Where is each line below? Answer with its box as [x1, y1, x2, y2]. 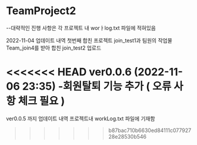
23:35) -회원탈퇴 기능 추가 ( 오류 [22, 80, 172, 93]
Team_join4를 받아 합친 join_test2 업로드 [6, 44, 102, 51]
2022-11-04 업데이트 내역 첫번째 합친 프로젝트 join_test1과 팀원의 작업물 [6, 37, 172, 44]
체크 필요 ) [18, 94, 65, 108]
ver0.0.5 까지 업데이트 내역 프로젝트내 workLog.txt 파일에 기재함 [6, 115, 155, 122]
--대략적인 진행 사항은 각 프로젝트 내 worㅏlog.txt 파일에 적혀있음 [6, 24, 156, 31]
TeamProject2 [6, 4, 76, 18]
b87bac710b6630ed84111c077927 [108, 127, 192, 134]
